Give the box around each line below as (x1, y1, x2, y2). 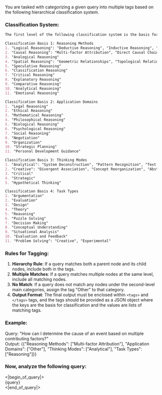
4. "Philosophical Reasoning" (5, 117, 66, 123)
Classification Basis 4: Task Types (5, 189, 79, 194)
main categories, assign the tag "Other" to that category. (12, 287, 125, 293)
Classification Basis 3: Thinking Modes (5, 158, 88, 163)
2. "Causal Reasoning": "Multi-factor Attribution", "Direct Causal (5, 50, 146, 55)
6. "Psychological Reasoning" (5, 126, 66, 131)
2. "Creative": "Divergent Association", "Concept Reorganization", (5, 167, 146, 172)
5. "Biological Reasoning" (5, 122, 59, 127)
